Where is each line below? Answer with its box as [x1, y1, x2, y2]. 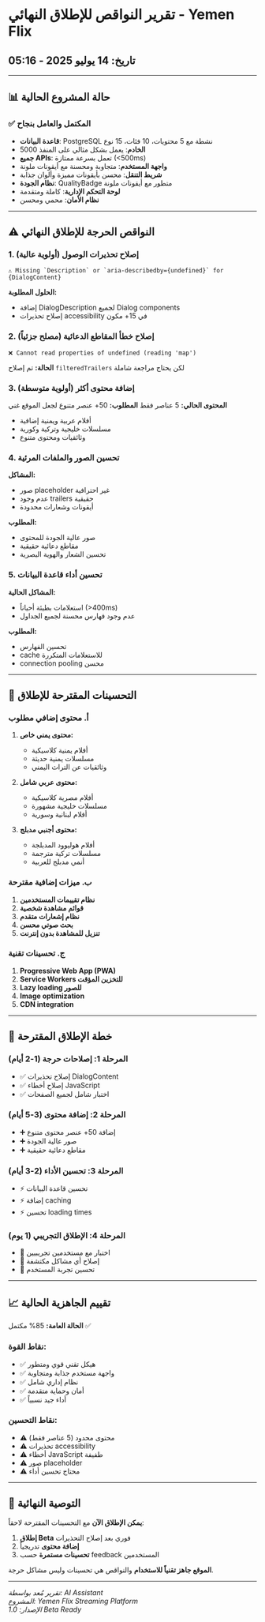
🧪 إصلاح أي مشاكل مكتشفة [19, 1256, 100, 1266]
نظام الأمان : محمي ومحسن [19, 195, 100, 205]
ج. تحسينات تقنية [8, 948, 65, 959]
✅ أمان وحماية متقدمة [19, 1386, 84, 1395]
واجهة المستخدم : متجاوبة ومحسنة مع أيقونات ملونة [19, 161, 167, 171]
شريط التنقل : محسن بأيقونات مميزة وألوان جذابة [19, 170, 162, 179]
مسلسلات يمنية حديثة [31, 754, 95, 764]
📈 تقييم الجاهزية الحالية [8, 1296, 111, 1309]
